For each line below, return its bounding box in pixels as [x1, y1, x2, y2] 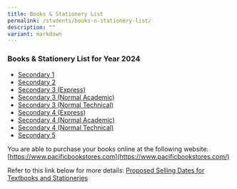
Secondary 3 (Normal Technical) [17, 101, 114, 109]
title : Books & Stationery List [7, 10, 104, 18]
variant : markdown [7, 30, 62, 38]
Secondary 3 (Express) [17, 85, 86, 93]
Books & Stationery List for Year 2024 [7, 54, 141, 64]
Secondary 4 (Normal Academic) [17, 116, 116, 124]
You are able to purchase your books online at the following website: [7, 144, 209, 153]
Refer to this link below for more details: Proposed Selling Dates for [7, 165, 205, 175]
